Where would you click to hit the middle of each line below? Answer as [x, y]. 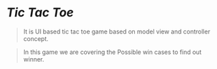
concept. [36, 38]
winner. [34, 59]
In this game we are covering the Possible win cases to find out [112, 52]
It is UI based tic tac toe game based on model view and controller [116, 31]
